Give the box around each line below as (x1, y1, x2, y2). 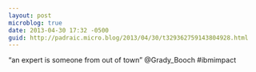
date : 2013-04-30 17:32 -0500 (8, 26, 110, 34)
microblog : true (8, 19, 62, 27)
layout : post (8, 11, 52, 20)
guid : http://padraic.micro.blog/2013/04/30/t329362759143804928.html (8, 33, 249, 42)
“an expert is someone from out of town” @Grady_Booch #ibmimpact (8, 55, 237, 65)
